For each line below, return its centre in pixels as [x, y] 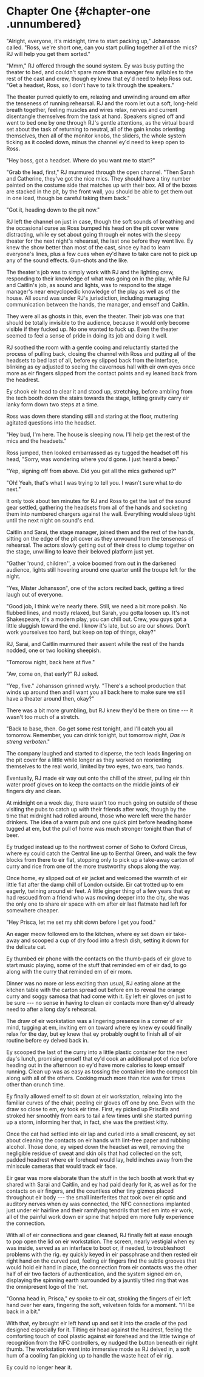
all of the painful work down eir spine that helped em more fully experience [100, 1216]
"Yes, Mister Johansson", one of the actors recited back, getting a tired [95, 588]
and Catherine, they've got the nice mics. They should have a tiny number [99, 178]
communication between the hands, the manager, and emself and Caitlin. [98, 304]
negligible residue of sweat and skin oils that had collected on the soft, [95, 1153]
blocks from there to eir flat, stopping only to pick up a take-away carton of [100, 859]
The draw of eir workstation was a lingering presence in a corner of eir [95, 1021]
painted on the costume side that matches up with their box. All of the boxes [102, 185]
